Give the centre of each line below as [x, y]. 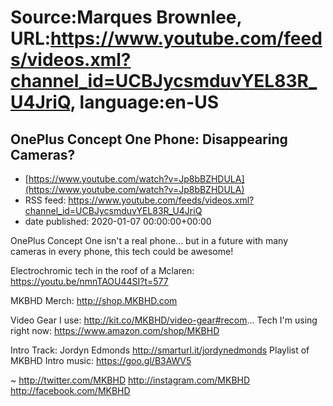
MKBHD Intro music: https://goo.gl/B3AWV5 [101, 360]
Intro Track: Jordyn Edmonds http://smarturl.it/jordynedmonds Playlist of [160, 350]
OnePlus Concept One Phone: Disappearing [149, 139]
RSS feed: [45, 200]
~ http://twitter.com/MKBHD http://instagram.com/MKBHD [130, 380]
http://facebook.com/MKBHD [70, 390]
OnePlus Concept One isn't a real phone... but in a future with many [149, 240]
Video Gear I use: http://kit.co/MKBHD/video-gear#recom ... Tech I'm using [164, 320]
